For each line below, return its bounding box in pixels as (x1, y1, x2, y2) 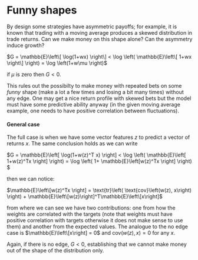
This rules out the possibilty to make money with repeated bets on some (6, 82, 182, 89)
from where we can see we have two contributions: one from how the (6, 204, 176, 212)
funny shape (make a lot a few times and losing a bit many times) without (6, 88, 184, 95)
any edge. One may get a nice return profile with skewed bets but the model (6, 95, 192, 102)
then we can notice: (6, 175, 55, 182)
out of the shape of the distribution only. (6, 247, 104, 254)
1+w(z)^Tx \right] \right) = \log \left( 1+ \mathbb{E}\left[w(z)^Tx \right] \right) (6, 158, 192, 165)
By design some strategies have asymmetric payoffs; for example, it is (6, 23, 177, 30)
